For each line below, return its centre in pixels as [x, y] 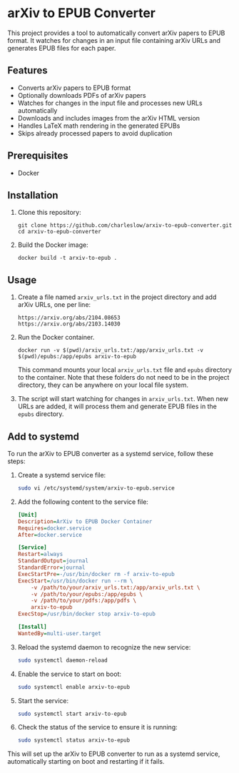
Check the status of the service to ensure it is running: [98, 727]
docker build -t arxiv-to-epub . [67, 258]
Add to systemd [44, 436]
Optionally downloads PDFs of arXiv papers [82, 95]
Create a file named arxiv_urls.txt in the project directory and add [117, 297]
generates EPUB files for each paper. [62, 48]
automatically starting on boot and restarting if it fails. [86, 762]
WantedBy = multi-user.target [59, 633]
